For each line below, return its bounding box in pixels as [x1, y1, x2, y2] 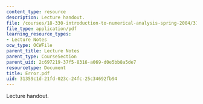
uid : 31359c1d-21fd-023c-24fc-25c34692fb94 [6, 76, 118, 82]
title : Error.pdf [6, 70, 50, 76]
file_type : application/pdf [6, 25, 77, 32]
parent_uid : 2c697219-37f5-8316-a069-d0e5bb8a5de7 [6, 59, 137, 65]
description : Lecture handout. [6, 14, 85, 20]
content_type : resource [6, 8, 66, 15]
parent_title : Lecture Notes [6, 48, 80, 54]
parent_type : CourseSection [6, 54, 77, 60]
